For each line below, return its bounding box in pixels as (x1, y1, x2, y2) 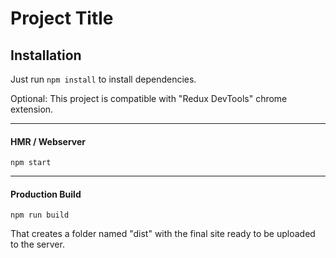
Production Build (10, 188, 82, 200)
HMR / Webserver (10, 135, 87, 147)
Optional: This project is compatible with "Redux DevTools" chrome (10, 93, 288, 104)
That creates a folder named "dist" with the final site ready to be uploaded (10, 228, 316, 240)
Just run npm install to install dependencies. (10, 73, 197, 85)
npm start (10, 158, 52, 168)
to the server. (10, 238, 65, 251)
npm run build (10, 210, 70, 221)
